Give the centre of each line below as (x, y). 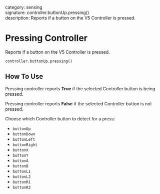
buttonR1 (21, 182)
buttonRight (25, 145)
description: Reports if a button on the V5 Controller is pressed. (70, 18)
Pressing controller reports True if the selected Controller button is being (80, 88)
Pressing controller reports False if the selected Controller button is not (78, 104)
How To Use (24, 76)
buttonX (20, 150)
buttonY (20, 155)
